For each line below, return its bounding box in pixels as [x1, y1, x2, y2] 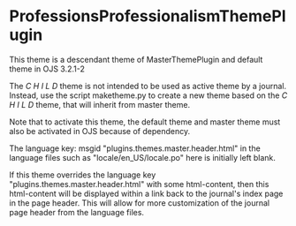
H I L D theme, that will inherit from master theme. [9, 99, 191, 109]
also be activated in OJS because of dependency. [9, 125, 191, 136]
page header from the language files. [9, 207, 144, 217]
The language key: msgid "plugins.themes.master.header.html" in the [9, 143, 261, 154]
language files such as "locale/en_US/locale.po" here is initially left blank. [9, 152, 277, 162]
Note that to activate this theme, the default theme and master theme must [9, 117, 281, 127]
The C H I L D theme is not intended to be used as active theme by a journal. [9, 80, 287, 91]
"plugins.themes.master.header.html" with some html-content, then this [9, 178, 269, 189]
